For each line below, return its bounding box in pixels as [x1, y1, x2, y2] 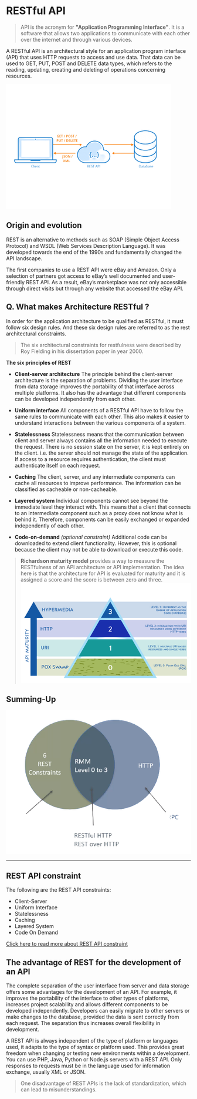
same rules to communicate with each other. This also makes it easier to [14, 413, 189, 420]
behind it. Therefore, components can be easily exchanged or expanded [14, 516, 189, 523]
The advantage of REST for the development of [6, 957, 182, 967]
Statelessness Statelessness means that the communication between [14, 431, 184, 438]
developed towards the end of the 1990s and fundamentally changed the [6, 248, 182, 256]
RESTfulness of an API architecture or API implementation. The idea [20, 563, 185, 570]
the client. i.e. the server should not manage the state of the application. [14, 449, 189, 456]
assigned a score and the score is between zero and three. [20, 576, 163, 583]
